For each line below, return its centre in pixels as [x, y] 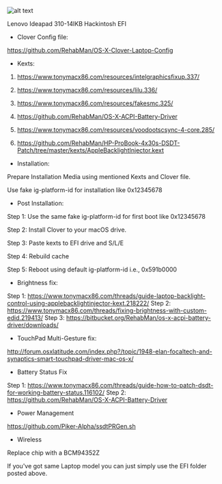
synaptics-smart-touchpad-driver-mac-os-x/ [70, 359]
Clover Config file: [42, 37]
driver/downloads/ [33, 325]
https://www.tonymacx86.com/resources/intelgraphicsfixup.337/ [108, 77]
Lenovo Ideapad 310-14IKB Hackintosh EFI [67, 24]
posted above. [27, 473]
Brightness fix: [37, 283]
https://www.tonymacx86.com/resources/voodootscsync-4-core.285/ [116, 130]
